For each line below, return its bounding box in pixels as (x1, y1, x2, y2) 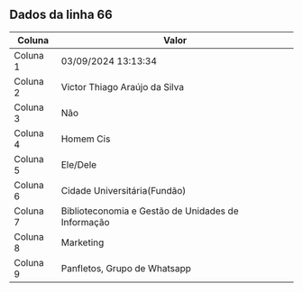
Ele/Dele (60, 158, 97, 170)
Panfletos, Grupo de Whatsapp (60, 261, 192, 274)
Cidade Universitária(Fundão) (60, 184, 187, 196)
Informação (60, 215, 110, 228)
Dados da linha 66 (9, 7, 113, 23)
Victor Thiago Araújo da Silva (60, 80, 185, 93)
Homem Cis (60, 132, 111, 145)
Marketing (60, 236, 105, 249)
